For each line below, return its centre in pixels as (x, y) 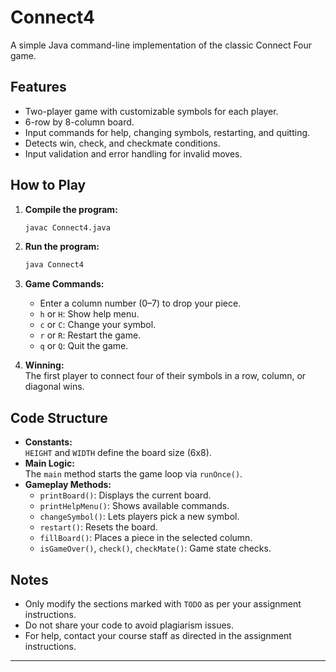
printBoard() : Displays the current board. (125, 495)
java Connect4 (54, 265)
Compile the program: (71, 209)
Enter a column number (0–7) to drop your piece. (140, 303)
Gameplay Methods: (68, 485)
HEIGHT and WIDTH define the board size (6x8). (118, 453)
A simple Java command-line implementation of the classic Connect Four (161, 45)
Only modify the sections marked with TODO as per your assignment (163, 603)
